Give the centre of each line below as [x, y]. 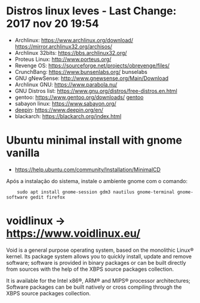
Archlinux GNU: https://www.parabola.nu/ [66, 84]
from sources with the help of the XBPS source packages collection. [90, 269]
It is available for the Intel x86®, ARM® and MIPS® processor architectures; [99, 280]
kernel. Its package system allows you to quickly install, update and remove [99, 256]
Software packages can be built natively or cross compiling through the [94, 287]
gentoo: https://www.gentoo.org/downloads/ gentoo [79, 97]
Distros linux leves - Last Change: [91, 11]
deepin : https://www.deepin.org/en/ [59, 110]
